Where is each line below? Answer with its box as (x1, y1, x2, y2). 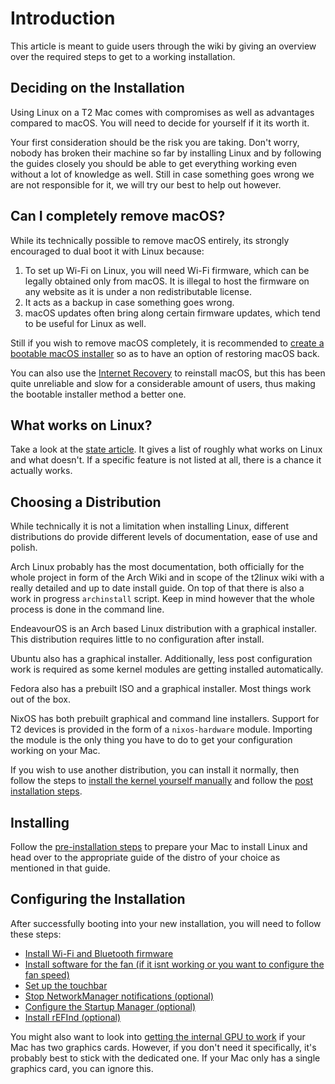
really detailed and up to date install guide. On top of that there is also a (10, 582, 305, 594)
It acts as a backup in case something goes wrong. (24, 296, 235, 308)
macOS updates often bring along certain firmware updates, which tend (24, 307, 321, 319)
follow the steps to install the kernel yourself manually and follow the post (10, 775, 313, 787)
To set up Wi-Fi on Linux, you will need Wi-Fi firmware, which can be (24, 264, 310, 276)
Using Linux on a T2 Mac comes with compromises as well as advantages (10, 106, 315, 118)
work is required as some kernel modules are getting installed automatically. (10, 663, 324, 676)
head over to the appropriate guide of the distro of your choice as (10, 852, 281, 863)
